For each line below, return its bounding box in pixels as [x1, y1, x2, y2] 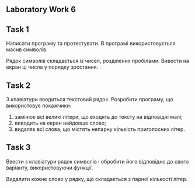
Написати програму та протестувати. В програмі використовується [6, 40, 176, 47]
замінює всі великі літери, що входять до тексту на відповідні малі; [14, 113, 183, 120]
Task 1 [6, 24, 29, 34]
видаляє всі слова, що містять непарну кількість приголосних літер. [14, 126, 186, 133]
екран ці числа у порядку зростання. [6, 63, 98, 70]
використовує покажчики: [6, 102, 72, 109]
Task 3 [6, 143, 31, 152]
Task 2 [6, 80, 31, 90]
